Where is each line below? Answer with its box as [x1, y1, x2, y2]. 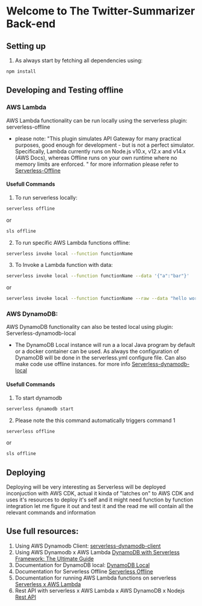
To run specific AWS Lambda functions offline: [14, 239, 130, 246]
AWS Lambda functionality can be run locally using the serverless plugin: [6, 117, 188, 124]
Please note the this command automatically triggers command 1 [14, 417, 176, 424]
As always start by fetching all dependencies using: [14, 57, 143, 64]
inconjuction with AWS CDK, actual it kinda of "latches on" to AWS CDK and [6, 490, 194, 497]
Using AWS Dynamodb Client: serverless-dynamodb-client [14, 542, 161, 549]
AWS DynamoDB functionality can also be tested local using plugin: [6, 323, 173, 331]
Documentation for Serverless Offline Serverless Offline [14, 568, 153, 575]
